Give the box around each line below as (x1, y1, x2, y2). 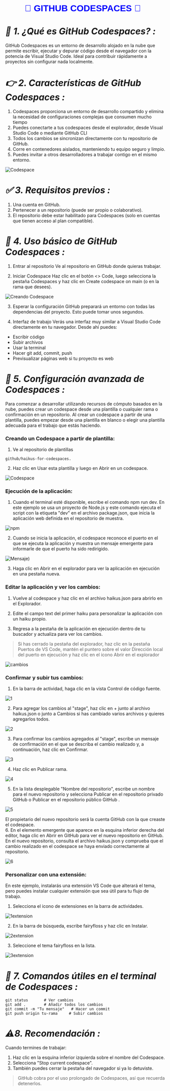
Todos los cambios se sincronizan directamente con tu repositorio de (12, 135, 157, 142)
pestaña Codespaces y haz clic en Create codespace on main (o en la (12, 278, 159, 284)
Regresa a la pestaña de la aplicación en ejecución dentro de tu (12, 625, 146, 632)
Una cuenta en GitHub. (12, 201, 61, 208)
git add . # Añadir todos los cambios (5, 1002, 103, 1007)
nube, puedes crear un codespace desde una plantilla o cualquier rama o (5, 406, 158, 412)
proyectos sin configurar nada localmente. (5, 59, 94, 65)
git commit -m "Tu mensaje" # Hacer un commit (5, 1007, 110, 1012)
